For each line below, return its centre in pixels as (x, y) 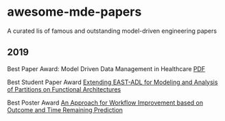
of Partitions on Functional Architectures (64, 89)
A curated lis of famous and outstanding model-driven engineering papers (112, 31)
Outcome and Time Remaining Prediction (65, 109)
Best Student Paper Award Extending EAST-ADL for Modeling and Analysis (113, 82)
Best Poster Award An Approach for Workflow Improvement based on (105, 103)
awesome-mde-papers (74, 12)
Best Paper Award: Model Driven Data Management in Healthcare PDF (106, 68)
